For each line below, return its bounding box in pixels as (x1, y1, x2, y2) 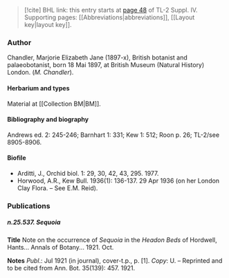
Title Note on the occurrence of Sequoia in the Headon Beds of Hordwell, (7, 235, 217, 244)
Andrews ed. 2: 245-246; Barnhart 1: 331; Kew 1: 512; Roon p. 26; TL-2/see (7, 131, 220, 139)
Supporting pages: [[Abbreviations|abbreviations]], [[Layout (24, 13, 195, 21)
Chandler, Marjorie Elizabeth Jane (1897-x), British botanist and (7, 53, 188, 62)
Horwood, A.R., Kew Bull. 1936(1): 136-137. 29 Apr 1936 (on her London (17, 176, 220, 185)
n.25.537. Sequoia (7, 218, 61, 227)
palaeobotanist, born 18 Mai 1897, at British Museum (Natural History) (7, 61, 205, 69)
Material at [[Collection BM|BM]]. (7, 100, 102, 108)
